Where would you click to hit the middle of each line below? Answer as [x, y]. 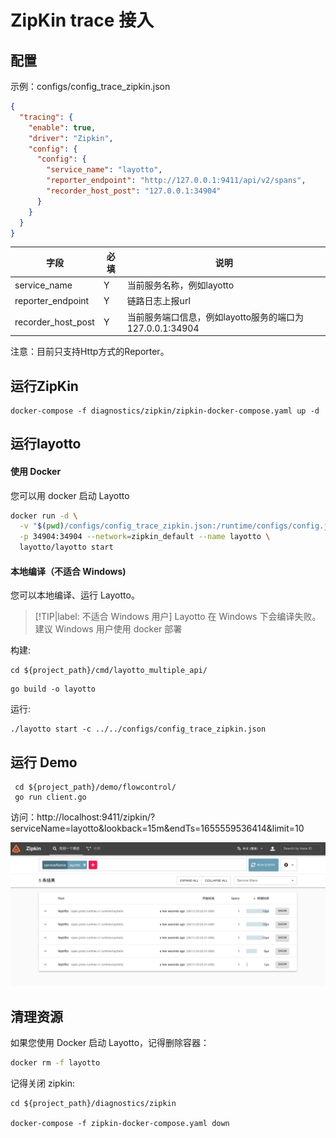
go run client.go [50, 797]
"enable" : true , [62, 127]
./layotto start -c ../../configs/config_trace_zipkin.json [138, 729]
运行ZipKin [44, 386]
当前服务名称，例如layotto [180, 285]
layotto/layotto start [66, 547]
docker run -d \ [44, 516]
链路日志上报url [158, 301]
